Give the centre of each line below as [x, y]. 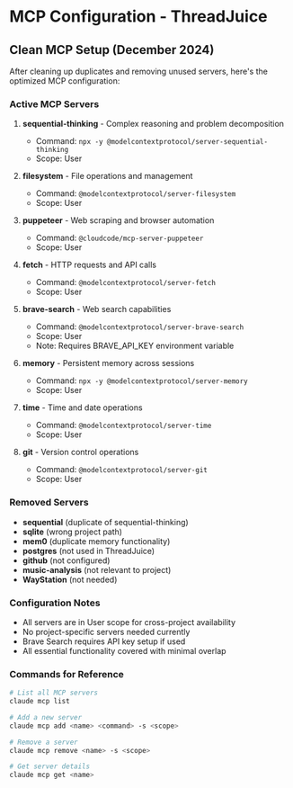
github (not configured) [66, 560]
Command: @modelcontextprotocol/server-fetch [125, 282]
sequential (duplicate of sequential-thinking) [105, 522]
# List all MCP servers [54, 693]
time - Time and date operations [82, 407]
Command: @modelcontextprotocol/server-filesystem [136, 193]
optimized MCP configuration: [65, 81]
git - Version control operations [80, 452]
